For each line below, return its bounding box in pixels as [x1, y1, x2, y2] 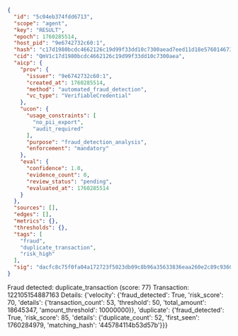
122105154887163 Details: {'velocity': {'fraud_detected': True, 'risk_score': [7, 291, 224, 299]
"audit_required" [33, 125, 84, 133]
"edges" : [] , [13, 211, 52, 218]
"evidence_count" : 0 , [25, 171, 91, 179]
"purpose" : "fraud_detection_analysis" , [25, 138, 147, 145]
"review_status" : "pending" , [25, 178, 113, 185]
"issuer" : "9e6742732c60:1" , [25, 72, 113, 79]
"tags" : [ [13, 230, 42, 237]
